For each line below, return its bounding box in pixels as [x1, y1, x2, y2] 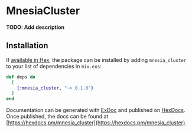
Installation [6, 41, 48, 51]
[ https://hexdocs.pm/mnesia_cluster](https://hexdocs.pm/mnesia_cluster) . [6, 119, 187, 126]
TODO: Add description [6, 24, 65, 31]
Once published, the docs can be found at [6, 113, 109, 120]
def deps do [6, 74, 35, 80]
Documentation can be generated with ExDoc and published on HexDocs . [6, 107, 186, 114]
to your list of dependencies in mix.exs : [6, 62, 102, 70]
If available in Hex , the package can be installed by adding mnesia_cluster [6, 56, 187, 63]
